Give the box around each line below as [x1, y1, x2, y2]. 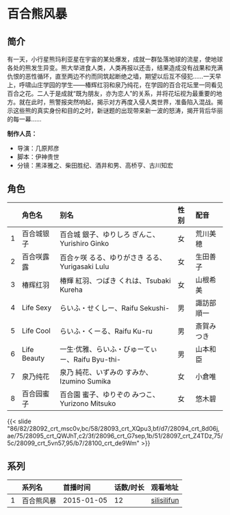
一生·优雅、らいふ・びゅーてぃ [60, 344, 157, 353]
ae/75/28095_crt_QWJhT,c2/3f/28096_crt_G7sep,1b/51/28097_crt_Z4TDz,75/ [7, 431, 223, 440]
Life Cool [21, 326, 51, 336]
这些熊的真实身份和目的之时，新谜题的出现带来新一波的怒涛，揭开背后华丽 [12, 107, 223, 114]
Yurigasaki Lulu [60, 262, 110, 271]
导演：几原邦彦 [16, 145, 60, 152]
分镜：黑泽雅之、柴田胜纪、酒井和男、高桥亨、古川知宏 [16, 162, 173, 169]
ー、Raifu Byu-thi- [60, 354, 121, 364]
